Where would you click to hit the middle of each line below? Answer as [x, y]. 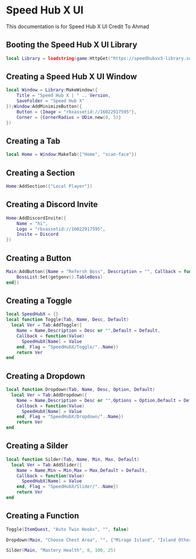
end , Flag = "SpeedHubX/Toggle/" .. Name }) [67, 347]
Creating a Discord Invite [52, 205]
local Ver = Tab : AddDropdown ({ [49, 395]
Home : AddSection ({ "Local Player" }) [49, 186]
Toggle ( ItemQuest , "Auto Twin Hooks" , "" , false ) [68, 529]
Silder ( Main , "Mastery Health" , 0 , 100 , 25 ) [61, 551]
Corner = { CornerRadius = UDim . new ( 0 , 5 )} [69, 117]
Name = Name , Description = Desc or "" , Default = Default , [88, 330]
